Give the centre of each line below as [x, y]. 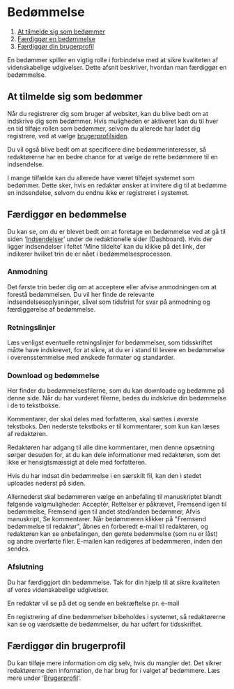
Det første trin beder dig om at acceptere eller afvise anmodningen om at [112, 287]
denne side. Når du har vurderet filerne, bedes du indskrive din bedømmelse [117, 398]
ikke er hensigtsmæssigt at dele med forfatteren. [77, 463]
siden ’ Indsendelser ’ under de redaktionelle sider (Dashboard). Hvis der [110, 239]
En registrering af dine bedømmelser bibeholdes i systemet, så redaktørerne [117, 616]
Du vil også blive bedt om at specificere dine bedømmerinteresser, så [107, 149]
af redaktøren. [28, 434]
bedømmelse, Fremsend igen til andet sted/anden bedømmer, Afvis [104, 512]
